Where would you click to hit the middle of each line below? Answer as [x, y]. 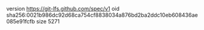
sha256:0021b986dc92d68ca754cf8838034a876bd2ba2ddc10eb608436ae [102, 15]
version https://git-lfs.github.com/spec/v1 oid [63, 9]
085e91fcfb [21, 21]
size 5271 [48, 21]
